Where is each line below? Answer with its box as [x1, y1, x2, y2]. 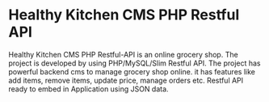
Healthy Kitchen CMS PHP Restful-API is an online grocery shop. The [8, 49, 238, 59]
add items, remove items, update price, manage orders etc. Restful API [8, 75, 244, 85]
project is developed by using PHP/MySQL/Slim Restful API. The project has [8, 58, 261, 68]
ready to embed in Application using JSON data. [8, 83, 169, 94]
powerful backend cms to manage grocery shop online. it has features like [8, 66, 256, 76]
